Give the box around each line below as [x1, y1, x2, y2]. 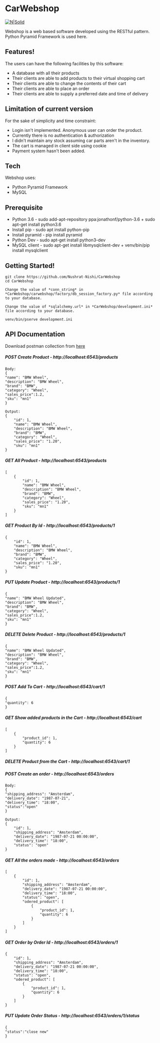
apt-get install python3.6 [12, 222, 62, 228]
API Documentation [5, 330, 65, 339]
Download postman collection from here [5, 343, 85, 349]
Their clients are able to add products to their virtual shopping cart [12, 75, 145, 81]
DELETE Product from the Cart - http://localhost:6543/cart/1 [5, 758, 130, 764]
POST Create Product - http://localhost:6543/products [5, 354, 118, 360]
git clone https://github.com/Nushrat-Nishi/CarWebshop [5, 274, 120, 279]
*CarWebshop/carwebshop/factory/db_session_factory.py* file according [5, 291, 153, 296]
